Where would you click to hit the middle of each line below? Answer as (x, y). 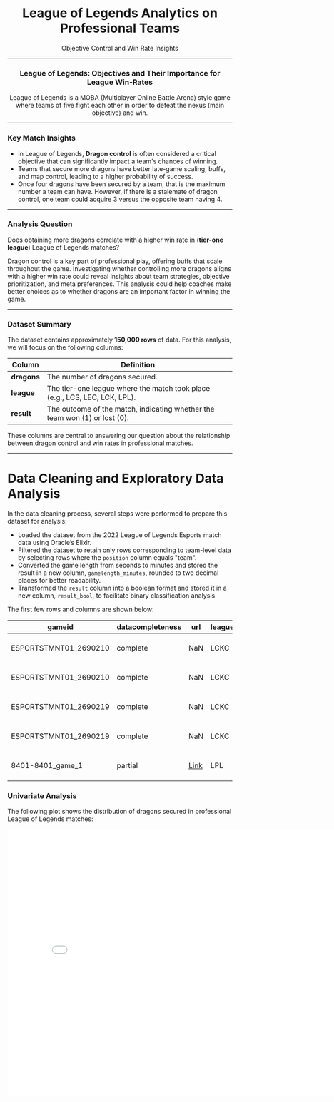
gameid (60, 627)
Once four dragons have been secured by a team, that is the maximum (121, 184)
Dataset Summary (39, 324)
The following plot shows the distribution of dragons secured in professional (120, 812)
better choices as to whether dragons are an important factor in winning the (119, 291)
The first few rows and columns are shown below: (81, 609)
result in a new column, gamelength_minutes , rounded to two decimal (118, 573)
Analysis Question (40, 224)
